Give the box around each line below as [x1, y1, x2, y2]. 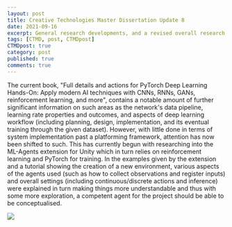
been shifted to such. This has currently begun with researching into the [7, 140, 214, 148]
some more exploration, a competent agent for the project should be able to [7, 192, 224, 200]
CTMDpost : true [7, 42, 51, 49]
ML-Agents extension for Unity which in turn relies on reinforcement [7, 147, 202, 155]
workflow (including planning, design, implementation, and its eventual [7, 117, 210, 126]
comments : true [7, 62, 51, 69]
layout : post [7, 10, 45, 17]
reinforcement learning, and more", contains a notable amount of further [7, 95, 214, 104]
